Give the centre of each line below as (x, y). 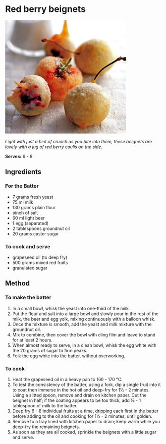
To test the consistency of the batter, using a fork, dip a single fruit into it (86, 385)
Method (18, 283)
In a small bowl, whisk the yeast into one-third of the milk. (71, 308)
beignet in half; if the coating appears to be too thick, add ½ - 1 (77, 400)
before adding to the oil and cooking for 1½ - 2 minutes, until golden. (82, 416)
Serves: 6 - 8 (19, 156)
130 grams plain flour (34, 207)
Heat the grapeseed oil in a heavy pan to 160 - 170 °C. (67, 379)
